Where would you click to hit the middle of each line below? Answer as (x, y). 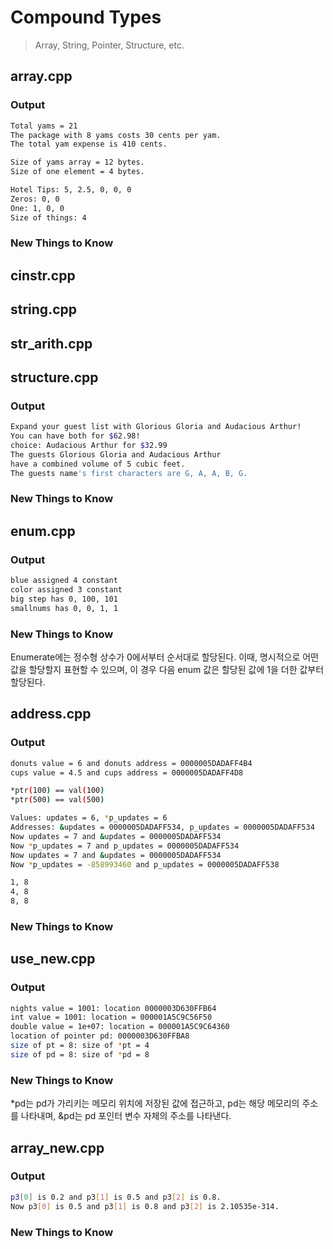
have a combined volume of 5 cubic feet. (98, 464)
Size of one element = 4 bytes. (77, 172)
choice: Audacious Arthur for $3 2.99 (89, 446)
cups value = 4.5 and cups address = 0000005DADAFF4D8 (127, 772)
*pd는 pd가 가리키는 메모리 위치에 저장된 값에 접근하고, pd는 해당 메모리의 (155, 1103)
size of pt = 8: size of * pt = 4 (80, 1046)
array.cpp (41, 76)
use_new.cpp (53, 959)
